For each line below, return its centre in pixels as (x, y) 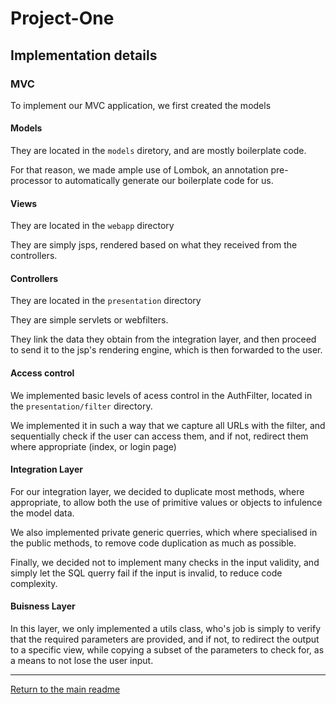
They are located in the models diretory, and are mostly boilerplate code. (158, 151)
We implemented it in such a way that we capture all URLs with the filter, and (168, 425)
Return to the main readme (65, 689)
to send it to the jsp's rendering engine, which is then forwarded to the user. (166, 350)
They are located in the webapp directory (92, 226)
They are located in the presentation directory (106, 301)
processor (31, 181)
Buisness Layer (43, 606)
